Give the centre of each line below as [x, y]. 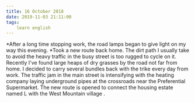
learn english [34, 28]
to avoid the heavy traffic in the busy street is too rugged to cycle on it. [91, 56]
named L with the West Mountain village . [55, 94]
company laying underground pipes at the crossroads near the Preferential [96, 81]
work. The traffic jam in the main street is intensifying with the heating [90, 75]
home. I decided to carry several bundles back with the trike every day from [97, 69]
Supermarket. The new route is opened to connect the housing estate [90, 87]
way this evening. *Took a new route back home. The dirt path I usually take [98, 51]
